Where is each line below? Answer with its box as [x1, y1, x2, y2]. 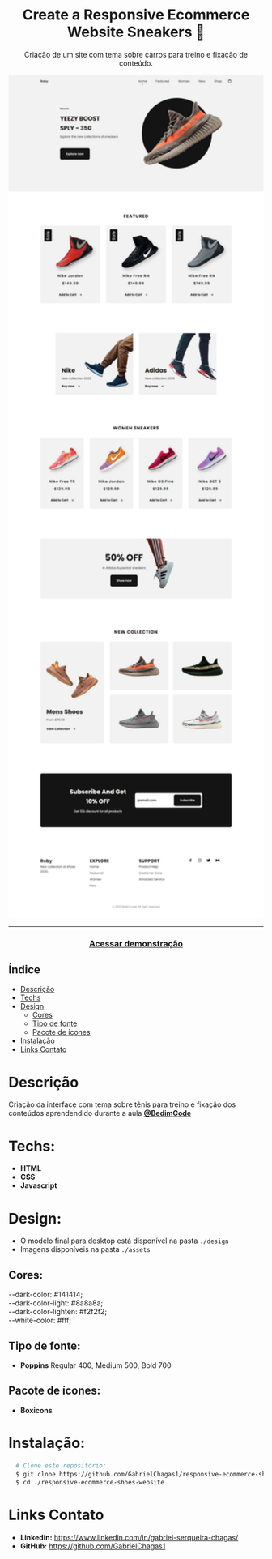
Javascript [19, 1181, 57, 1190]
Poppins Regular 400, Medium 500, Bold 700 [19, 1360, 172, 1370]
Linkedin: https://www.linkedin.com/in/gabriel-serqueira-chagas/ [19, 1533, 239, 1543]
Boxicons [19, 1405, 53, 1415]
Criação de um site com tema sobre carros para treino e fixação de [23, 49, 249, 59]
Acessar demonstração [88, 938, 184, 949]
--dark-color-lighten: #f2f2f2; [8, 1307, 108, 1317]
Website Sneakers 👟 [67, 23, 205, 41]
